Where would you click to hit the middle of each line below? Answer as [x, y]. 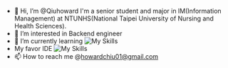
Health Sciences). [40, 26]
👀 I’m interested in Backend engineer [68, 33]
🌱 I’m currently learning [48, 41]
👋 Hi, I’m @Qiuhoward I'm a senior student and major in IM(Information [118, 11]
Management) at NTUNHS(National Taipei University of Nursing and [114, 18]
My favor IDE [33, 49]
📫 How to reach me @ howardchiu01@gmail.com [86, 56]
